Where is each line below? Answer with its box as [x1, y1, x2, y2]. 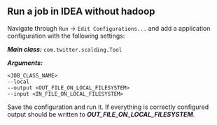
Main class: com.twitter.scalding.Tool [7, 45, 122, 53]
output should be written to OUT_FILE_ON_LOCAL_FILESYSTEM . [7, 110, 195, 118]
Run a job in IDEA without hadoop [7, 6, 155, 17]
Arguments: [7, 59, 43, 67]
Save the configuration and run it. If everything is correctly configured [7, 103, 209, 111]
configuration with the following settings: [7, 31, 125, 40]
